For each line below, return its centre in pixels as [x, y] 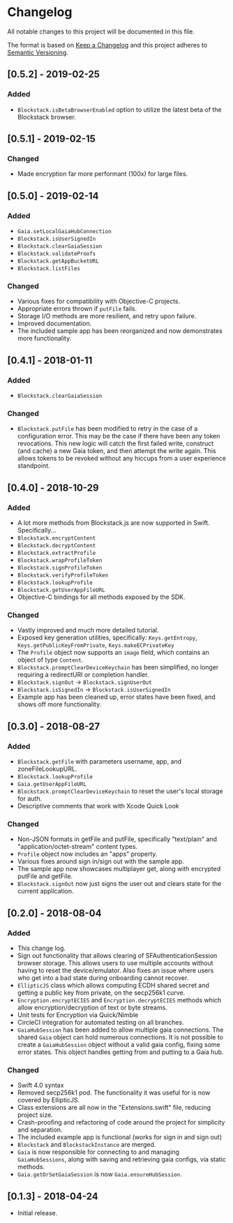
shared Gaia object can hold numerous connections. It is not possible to [120, 1037]
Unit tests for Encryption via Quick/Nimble [78, 1015]
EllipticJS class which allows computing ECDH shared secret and [113, 985]
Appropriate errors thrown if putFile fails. [77, 309]
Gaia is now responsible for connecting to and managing [98, 1152]
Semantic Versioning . [38, 52]
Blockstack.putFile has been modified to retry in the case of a [107, 429]
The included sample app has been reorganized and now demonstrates [120, 331]
